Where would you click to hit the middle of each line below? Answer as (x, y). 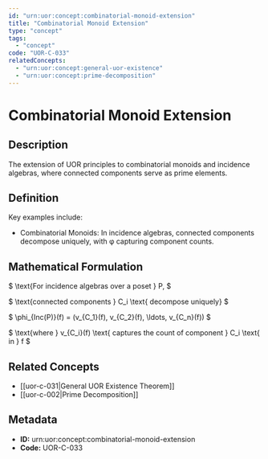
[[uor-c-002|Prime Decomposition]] (79, 395)
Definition (33, 198)
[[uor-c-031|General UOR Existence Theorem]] (97, 386)
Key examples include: (45, 217)
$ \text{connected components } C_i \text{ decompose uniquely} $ (118, 301)
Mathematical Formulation (75, 266)
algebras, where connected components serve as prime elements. (118, 173)
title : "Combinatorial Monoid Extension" (79, 23)
